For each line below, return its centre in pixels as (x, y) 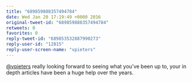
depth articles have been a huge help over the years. (70, 72)
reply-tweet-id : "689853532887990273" (53, 39)
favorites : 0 (22, 33)
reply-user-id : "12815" (35, 45)
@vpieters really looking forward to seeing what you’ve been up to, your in (96, 66)
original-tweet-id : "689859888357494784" (58, 22)
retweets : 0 (21, 28)
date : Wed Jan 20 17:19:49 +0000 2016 (53, 17)
